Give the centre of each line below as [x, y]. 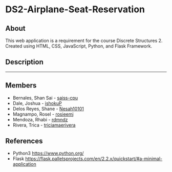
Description [24, 62]
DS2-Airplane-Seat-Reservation [75, 9]
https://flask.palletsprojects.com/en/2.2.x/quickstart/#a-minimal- [94, 159]
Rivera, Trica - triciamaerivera [44, 125]
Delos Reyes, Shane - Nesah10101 [48, 109]
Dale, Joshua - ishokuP [37, 103]
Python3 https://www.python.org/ [48, 153]
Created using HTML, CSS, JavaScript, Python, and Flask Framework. [79, 46]
